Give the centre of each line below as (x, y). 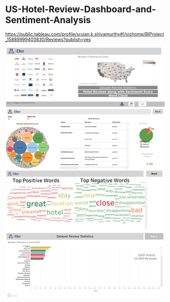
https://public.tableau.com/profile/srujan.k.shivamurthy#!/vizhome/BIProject (85, 34)
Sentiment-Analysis (48, 20)
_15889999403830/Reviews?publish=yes (48, 39)
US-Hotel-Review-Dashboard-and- (80, 9)
